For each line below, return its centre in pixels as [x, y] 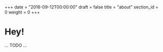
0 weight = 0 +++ [22, 12]
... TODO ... [16, 45]
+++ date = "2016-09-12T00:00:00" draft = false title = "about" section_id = [81, 7]
